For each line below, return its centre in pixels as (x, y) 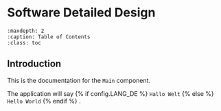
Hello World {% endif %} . (44, 101)
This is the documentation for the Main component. (79, 80)
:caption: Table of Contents (49, 37)
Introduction (34, 64)
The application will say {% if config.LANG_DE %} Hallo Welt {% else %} (110, 93)
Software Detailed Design (81, 13)
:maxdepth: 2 (26, 31)
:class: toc (24, 42)
